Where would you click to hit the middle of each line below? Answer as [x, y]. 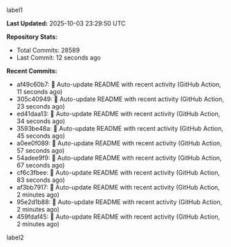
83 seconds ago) [40, 180]
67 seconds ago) [40, 165]
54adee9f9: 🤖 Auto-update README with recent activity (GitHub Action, [119, 158]
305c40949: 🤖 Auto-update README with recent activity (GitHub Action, [120, 99]
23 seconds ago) [40, 106]
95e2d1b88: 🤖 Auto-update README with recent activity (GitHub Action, [119, 202]
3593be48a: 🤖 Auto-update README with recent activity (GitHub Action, [120, 128]
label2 [15, 237]
